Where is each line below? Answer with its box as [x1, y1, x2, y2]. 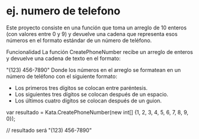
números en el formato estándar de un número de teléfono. [6, 37, 152, 44]
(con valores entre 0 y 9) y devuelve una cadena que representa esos [6, 30, 178, 37]
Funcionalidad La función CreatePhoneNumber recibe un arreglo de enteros [6, 48, 193, 55]
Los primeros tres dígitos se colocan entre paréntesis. [14, 84, 148, 91]
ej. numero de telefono [6, 4, 121, 18]
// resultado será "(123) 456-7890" [6, 126, 92, 134]
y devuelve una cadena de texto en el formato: [6, 55, 121, 62]
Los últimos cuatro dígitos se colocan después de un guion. [14, 97, 162, 104]
